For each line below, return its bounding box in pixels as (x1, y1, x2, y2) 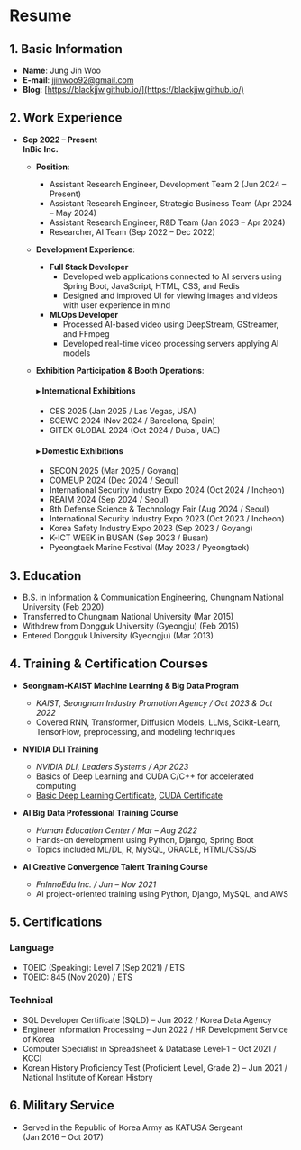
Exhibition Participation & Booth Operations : (35, 365, 205, 376)
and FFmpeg (62, 328, 110, 339)
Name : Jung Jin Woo (22, 65, 102, 76)
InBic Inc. (22, 143, 59, 154)
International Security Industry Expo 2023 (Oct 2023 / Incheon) (49, 513, 285, 524)
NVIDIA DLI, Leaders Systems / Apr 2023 (35, 761, 189, 772)
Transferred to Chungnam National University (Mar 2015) (22, 611, 234, 622)
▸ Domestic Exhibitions (35, 445, 123, 456)
